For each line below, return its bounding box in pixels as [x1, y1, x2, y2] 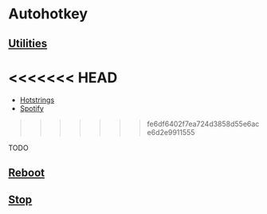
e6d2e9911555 [147, 127, 195, 137]
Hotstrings [19, 95, 55, 105]
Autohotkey [8, 5, 88, 23]
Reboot [8, 165, 45, 180]
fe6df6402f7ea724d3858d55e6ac [147, 119, 260, 129]
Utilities [8, 37, 48, 50]
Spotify [19, 103, 44, 113]
